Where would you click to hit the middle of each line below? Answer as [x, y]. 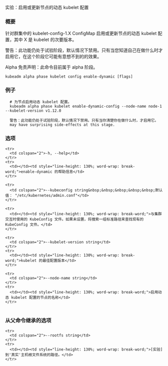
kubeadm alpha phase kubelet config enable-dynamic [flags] [69, 77]
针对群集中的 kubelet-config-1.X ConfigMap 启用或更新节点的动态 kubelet [81, 34]
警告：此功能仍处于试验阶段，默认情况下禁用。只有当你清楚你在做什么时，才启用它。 [84, 120]
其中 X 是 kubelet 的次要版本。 [45, 40]
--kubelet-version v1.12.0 [33, 111]
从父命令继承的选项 [28, 320]
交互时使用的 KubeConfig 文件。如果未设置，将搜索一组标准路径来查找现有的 [74, 219]
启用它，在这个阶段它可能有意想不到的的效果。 [53, 57]
